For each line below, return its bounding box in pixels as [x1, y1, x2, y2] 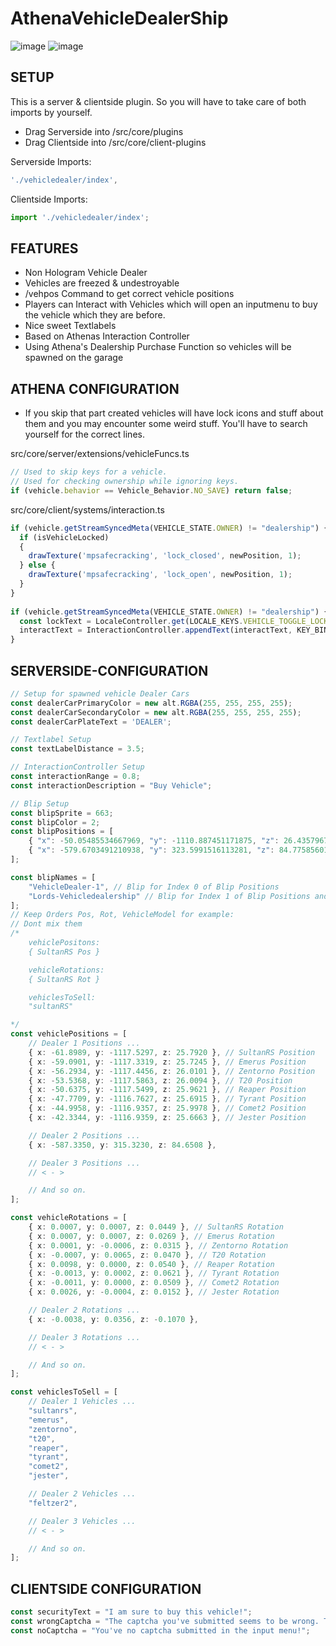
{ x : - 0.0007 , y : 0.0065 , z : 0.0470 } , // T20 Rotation [28, 1250, 267, 1260]
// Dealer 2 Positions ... [28, 1130, 141, 1141]
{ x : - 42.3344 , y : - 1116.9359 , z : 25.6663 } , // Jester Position [28, 1113, 307, 1123]
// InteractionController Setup [10, 762, 145, 772]
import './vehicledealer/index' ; [10, 212, 150, 222]
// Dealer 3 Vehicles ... [28, 1516, 137, 1526]
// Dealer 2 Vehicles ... [28, 1489, 137, 1499]
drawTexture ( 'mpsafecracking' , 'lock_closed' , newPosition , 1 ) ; [28, 551, 302, 561]
